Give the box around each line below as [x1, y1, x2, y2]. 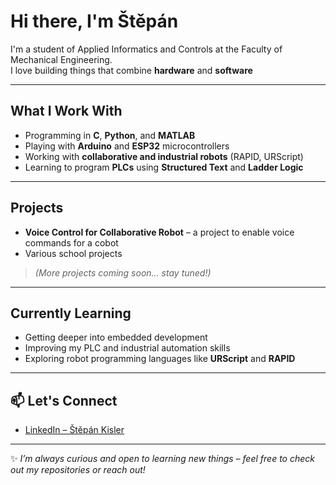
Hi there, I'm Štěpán [10, 10, 179, 33]
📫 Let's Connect [10, 392, 118, 409]
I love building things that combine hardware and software [10, 64, 253, 76]
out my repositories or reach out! [10, 464, 146, 476]
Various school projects [24, 247, 123, 259]
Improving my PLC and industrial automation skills [24, 342, 231, 354]
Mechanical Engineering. [10, 53, 113, 65]
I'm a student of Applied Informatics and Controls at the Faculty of [10, 43, 283, 55]
